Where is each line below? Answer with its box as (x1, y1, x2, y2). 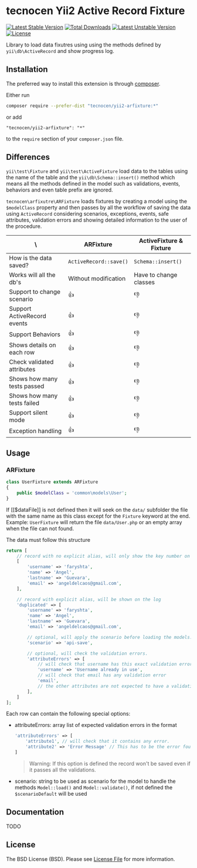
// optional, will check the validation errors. (27, 651, 148, 656)
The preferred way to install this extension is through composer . (6, 80, 161, 87)
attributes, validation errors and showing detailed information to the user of (6, 216, 188, 224)
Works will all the (9, 271, 56, 279)
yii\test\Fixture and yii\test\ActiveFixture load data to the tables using (6, 167, 188, 175)
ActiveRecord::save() (68, 259, 128, 265)
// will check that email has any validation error (37, 672, 167, 678)
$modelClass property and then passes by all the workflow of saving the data (6, 204, 191, 211)
